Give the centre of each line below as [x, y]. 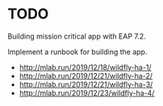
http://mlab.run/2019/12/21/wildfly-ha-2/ [86, 75]
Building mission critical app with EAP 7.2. [77, 36]
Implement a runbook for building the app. [77, 51]
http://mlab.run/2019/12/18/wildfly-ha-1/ [85, 67]
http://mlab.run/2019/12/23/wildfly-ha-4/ [87, 92]
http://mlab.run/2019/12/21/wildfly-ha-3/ [86, 84]
